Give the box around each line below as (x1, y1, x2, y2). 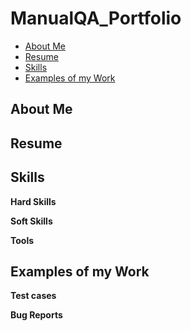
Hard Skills (10, 195, 57, 207)
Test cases (10, 290, 57, 302)
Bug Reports (10, 309, 63, 321)
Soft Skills (10, 215, 53, 227)
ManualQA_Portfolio (10, 7, 182, 30)
